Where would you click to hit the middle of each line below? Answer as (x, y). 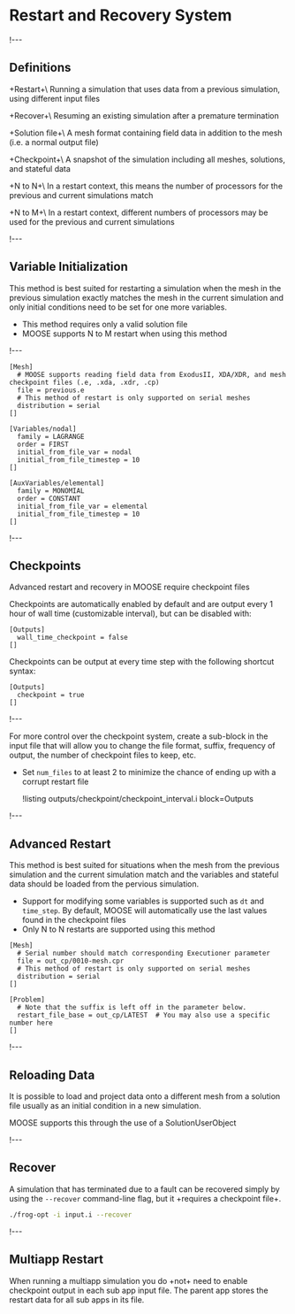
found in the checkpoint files (74, 920)
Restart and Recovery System (121, 15)
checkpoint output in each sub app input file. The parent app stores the (139, 1290)
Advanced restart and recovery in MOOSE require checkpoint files (129, 587)
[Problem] (27, 1000)
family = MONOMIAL (51, 491)
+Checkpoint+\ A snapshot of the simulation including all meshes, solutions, (147, 159)
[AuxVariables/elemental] (57, 483)
